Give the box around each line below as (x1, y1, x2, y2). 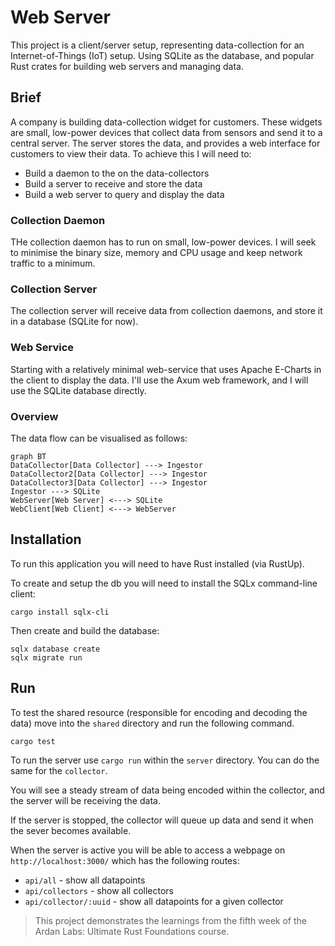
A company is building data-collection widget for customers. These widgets (10, 116, 323, 128)
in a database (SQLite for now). (10, 316, 139, 328)
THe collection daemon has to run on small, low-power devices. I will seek (10, 236, 317, 248)
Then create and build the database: (10, 624, 160, 636)
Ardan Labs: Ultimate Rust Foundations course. (34, 925, 230, 937)
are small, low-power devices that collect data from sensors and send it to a (10, 126, 323, 138)
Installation (10, 531, 82, 548)
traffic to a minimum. (10, 257, 96, 270)
